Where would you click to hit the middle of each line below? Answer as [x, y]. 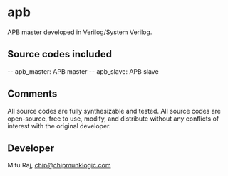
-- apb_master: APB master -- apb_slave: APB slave [83, 71]
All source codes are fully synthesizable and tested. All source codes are [114, 111]
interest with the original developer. [59, 126]
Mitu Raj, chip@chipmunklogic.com [59, 165]
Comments [32, 94]
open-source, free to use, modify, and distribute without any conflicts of [113, 119]
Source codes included [60, 54]
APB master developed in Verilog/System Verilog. [80, 32]
